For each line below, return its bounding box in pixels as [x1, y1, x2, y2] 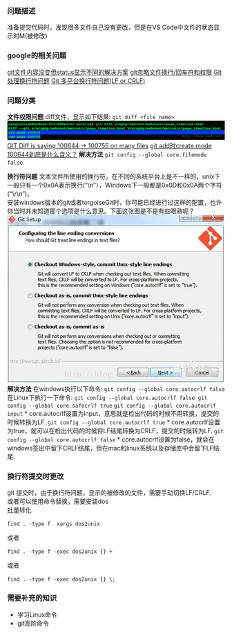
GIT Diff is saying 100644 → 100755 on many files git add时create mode [7, 142, 212, 150]
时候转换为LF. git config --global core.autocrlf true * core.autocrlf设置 [7, 418, 221, 426]
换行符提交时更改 [7, 472, 64, 482]
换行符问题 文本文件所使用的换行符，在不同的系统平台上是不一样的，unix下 [7, 172, 221, 181]
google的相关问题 [7, 51, 67, 60]
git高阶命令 [17, 619, 50, 627]
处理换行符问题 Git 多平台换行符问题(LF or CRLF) [7, 76, 146, 84]
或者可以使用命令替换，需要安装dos [7, 497, 109, 506]
